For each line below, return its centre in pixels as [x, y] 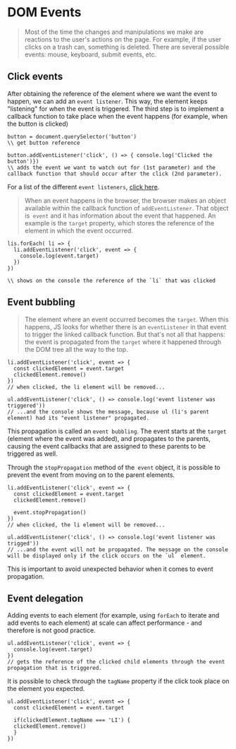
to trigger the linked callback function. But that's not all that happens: [125, 334]
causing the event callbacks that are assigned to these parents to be [107, 446]
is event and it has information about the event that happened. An [120, 216]
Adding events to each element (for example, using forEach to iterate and [113, 615]
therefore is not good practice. [52, 630]
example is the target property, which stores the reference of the [119, 223]
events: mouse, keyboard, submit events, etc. [91, 54]
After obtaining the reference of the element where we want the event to [112, 93]
